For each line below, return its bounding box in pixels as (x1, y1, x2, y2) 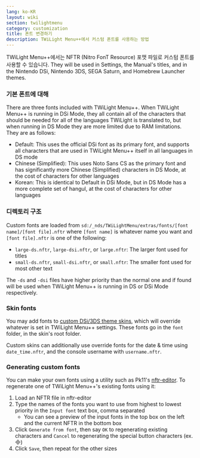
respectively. (6, 289, 38, 296)
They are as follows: (6, 129, 56, 137)
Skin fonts (6, 304, 37, 312)
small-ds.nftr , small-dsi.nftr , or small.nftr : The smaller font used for (14, 258, 192, 265)
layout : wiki (6, 14, 39, 20)
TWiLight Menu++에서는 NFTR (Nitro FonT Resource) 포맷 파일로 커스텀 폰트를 (6, 54, 195, 60)
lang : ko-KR (6, 8, 36, 15)
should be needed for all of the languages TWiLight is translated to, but (6, 117, 181, 124)
